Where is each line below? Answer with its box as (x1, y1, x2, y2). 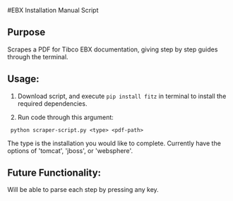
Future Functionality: (7, 167, 101, 179)
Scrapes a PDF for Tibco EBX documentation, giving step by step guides (7, 45, 218, 54)
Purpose (7, 26, 46, 38)
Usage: (7, 73, 40, 85)
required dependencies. (17, 99, 88, 108)
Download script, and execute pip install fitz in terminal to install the (17, 92, 227, 100)
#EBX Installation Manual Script (7, 6, 99, 14)
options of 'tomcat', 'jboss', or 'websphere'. (7, 146, 133, 154)
